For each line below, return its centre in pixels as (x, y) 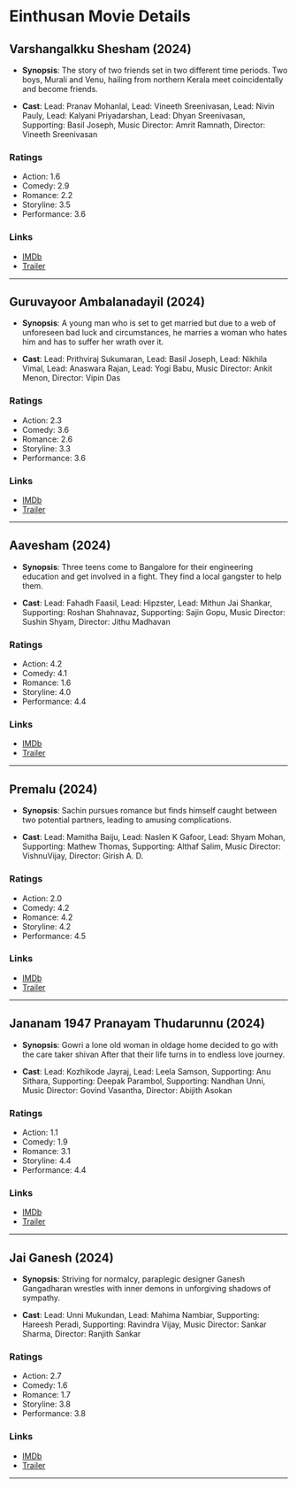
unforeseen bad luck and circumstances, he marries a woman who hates (154, 333)
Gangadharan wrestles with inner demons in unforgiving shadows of (146, 1289)
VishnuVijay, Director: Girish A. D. (83, 856)
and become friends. (60, 89)
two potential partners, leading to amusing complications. (126, 820)
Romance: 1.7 (46, 1395)
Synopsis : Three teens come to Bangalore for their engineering (137, 567)
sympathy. (41, 1298)
